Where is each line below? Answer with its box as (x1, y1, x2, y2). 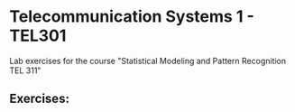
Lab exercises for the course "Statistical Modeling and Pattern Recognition (9, 55, 287, 66)
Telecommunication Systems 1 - (9, 6, 254, 27)
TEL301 (9, 25, 67, 46)
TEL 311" (9, 65, 41, 76)
